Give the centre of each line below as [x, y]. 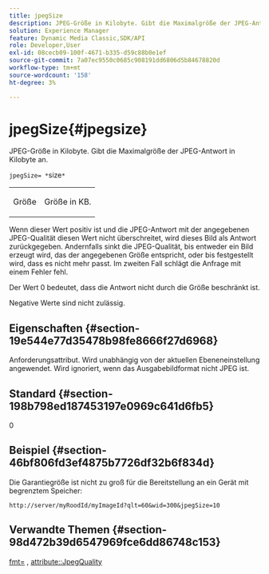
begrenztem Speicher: [46, 490]
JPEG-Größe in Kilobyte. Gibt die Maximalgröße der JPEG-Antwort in [122, 151]
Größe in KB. [68, 202]
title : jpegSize [36, 16]
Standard [33, 394]
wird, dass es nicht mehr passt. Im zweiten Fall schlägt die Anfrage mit [125, 264]
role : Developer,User [45, 46]
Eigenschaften [46, 328]
